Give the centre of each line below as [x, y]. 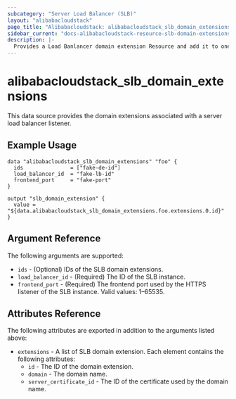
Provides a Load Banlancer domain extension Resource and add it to [116, 46]
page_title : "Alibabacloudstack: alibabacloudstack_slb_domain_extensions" [120, 27]
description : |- [31, 40]
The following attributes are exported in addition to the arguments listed [111, 331]
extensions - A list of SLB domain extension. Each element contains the [120, 352]
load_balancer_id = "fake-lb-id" [64, 174]
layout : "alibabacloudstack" [50, 20]
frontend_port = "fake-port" [63, 180]
